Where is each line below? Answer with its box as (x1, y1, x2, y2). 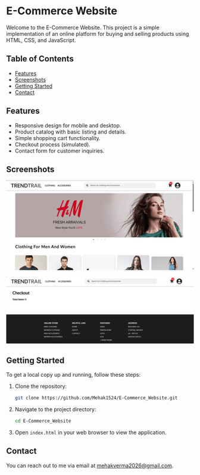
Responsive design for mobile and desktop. (14, 122, 121, 129)
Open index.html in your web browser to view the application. (14, 429, 167, 436)
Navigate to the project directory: (14, 405, 96, 412)
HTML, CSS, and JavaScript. (6, 36, 76, 44)
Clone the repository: (14, 383, 67, 390)
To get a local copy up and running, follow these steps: (6, 371, 141, 378)
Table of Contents (6, 54, 74, 64)
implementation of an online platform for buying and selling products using (6, 30, 189, 37)
